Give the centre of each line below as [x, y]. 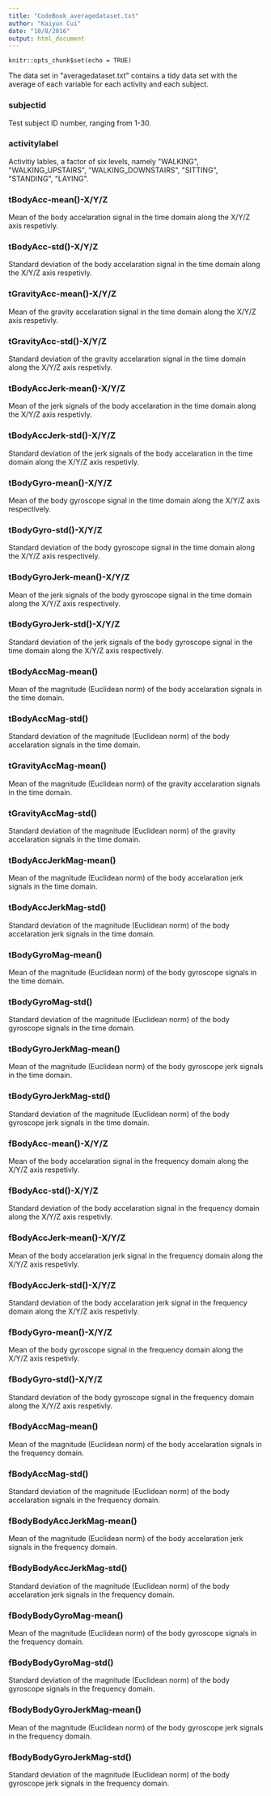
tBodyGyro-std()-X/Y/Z [55, 529]
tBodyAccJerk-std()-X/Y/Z [62, 435]
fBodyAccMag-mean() [53, 1427]
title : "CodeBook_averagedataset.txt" [74, 16]
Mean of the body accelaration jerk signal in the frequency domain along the [136, 1255]
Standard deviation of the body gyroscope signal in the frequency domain [131, 1397]
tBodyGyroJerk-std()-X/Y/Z [64, 624]
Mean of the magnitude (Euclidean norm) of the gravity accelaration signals [134, 783]
